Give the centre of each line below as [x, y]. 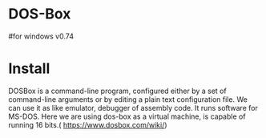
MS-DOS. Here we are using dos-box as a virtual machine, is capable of [127, 116]
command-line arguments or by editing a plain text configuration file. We [128, 99]
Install [29, 69]
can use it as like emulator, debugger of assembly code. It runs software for [133, 108]
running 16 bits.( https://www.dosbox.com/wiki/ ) [88, 124]
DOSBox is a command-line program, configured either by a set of [117, 91]
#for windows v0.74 [41, 36]
